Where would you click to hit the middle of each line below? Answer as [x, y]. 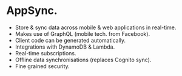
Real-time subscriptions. [45, 53]
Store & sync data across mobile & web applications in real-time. [96, 27]
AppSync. [32, 11]
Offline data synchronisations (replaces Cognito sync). [83, 60]
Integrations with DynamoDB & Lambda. [65, 47]
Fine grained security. [42, 66]
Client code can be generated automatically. [70, 40]
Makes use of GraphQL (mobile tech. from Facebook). [83, 33]
